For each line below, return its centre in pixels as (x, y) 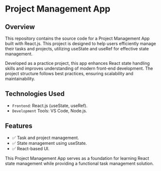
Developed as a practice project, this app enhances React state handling (78, 63)
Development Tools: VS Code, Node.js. (49, 110)
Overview (20, 27)
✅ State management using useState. (49, 143)
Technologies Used (35, 94)
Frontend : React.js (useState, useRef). (50, 106)
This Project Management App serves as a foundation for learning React (77, 158)
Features (19, 126)
